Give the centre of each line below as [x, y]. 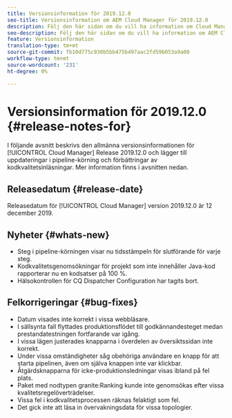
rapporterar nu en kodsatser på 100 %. [72, 274]
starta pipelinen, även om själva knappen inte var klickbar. [100, 363]
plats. [25, 378]
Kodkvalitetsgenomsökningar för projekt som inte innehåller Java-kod [116, 266]
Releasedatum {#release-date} [75, 189]
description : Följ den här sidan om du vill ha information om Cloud [109, 26]
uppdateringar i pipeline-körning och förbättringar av [82, 160]
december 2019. [30, 213]
